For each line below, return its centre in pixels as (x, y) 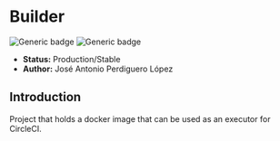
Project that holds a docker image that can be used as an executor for (140, 118)
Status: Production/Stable (71, 59)
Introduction (45, 97)
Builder (37, 17)
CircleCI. (26, 128)
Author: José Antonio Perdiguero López (98, 69)
